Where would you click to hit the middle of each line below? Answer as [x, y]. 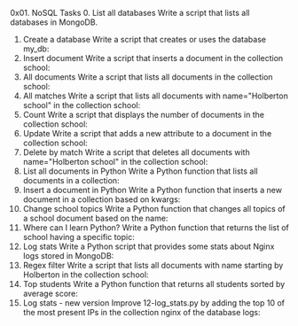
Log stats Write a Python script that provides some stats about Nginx [149, 246]
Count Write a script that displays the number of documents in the [144, 115]
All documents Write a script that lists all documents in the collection [148, 77]
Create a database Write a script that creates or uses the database [145, 39]
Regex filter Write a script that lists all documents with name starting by [153, 265]
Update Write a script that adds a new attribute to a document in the [147, 133]
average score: [51, 293]
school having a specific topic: [79, 237]
